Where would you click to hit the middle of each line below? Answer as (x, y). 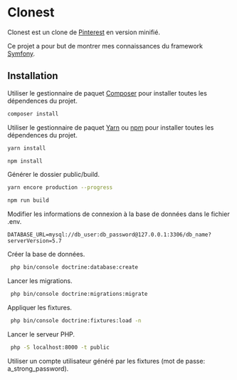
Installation (33, 76)
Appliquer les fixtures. (40, 307)
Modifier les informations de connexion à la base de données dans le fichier (118, 214)
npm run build (28, 200)
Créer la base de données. (46, 255)
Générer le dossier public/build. (53, 175)
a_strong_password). (38, 369)
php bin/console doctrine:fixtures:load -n (76, 320)
